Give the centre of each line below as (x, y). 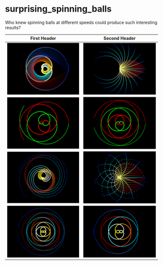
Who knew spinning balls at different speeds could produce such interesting (81, 22)
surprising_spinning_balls (58, 9)
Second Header (120, 38)
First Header (43, 38)
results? (13, 27)
